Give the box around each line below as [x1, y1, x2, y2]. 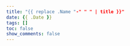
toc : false [6, 25, 34, 32]
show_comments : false [6, 31, 61, 37]
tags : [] [6, 20, 28, 26]
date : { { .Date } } [6, 14, 52, 20]
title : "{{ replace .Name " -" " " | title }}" [6, 8, 125, 15]
